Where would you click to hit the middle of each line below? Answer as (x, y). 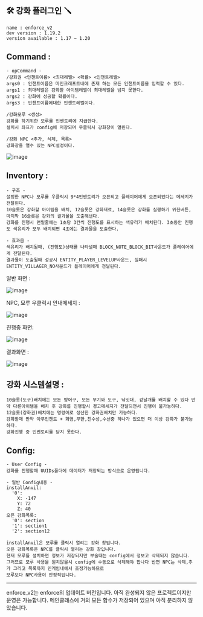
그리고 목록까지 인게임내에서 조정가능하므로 (59, 569)
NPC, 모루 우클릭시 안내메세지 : (43, 303)
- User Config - (27, 465)
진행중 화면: (20, 327)
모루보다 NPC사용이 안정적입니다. (41, 575)
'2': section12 (31, 531)
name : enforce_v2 (29, 28)
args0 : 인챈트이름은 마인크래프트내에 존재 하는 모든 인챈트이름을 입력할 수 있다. (95, 83)
